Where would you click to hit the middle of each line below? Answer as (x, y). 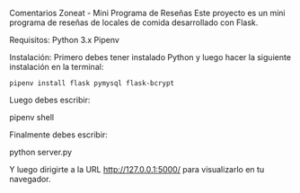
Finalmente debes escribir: (58, 135)
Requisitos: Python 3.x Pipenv (64, 40)
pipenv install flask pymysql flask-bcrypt (92, 83)
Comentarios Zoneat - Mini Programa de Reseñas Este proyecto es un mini (147, 13)
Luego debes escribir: (50, 100)
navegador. (30, 179)
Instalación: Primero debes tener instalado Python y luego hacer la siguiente (150, 57)
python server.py (41, 152)
